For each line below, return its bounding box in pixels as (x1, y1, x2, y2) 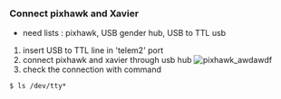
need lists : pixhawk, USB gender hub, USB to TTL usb (22, 28, 227, 39)
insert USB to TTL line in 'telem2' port (22, 45, 164, 56)
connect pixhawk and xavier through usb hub (22, 55, 192, 66)
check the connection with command (22, 64, 161, 75)
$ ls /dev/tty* (9, 82, 67, 91)
